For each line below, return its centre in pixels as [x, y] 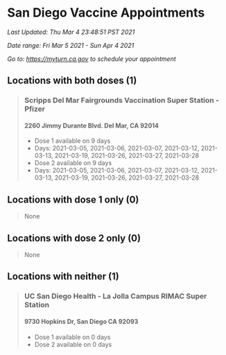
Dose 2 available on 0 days [73, 344]
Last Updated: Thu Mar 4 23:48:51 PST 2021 [71, 32]
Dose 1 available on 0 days [72, 337]
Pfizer [34, 109]
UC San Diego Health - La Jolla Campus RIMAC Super [115, 296]
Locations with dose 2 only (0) [74, 238]
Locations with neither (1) [63, 276]
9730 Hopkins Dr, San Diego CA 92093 [81, 321]
